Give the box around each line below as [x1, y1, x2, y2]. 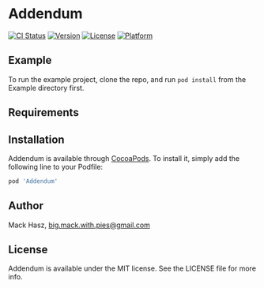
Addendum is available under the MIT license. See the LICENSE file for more [8, 264, 257, 273]
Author [8, 199, 43, 213]
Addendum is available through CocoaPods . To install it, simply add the [8, 153, 239, 163]
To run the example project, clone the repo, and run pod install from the [8, 74, 247, 84]
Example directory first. [8, 83, 85, 92]
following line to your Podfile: [8, 162, 104, 171]
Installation [8, 133, 65, 146]
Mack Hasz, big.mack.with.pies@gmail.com [8, 220, 150, 230]
